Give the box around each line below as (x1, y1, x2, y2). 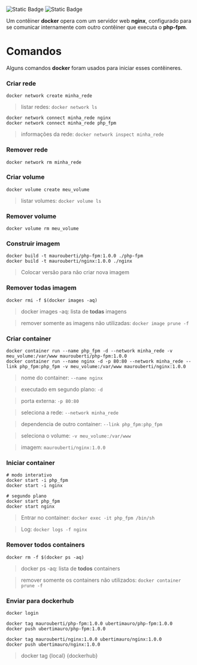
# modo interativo (6, 472, 52, 478)
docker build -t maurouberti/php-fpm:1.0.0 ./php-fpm (6, 253, 144, 259)
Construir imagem (6, 239, 60, 248)
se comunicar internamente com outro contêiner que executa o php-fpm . (6, 24, 187, 31)
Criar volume (6, 173, 45, 181)
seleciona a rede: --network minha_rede (20, 409, 119, 416)
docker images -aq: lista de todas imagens (20, 308, 127, 315)
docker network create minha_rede (6, 93, 93, 99)
